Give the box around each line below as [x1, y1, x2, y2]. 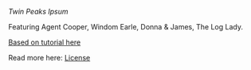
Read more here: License [8, 53, 91, 62]
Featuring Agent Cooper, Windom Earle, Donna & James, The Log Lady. [8, 22, 243, 31]
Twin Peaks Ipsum [8, 7, 69, 16]
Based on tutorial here [8, 37, 81, 47]
